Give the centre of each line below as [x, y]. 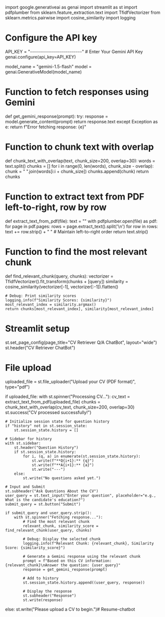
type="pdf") [18, 387]
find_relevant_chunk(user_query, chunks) [49, 530]
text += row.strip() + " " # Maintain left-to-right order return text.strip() [77, 231]
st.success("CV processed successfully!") [48, 412]
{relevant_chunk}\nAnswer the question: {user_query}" [63, 565]
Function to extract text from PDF [75, 197]
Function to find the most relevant [76, 252]
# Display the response [47, 591]
